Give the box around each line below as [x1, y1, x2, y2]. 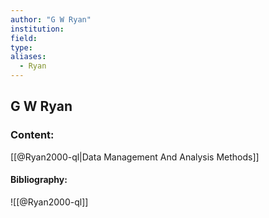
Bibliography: [10, 174, 68, 186]
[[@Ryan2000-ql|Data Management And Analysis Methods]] [10, 151, 260, 163]
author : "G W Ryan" [10, 14, 92, 25]
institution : [10, 24, 65, 34]
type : [10, 42, 33, 53]
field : [10, 33, 38, 43]
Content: [10, 128, 55, 142]
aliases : [10, 52, 47, 62]
